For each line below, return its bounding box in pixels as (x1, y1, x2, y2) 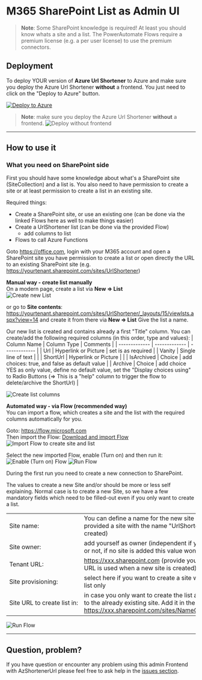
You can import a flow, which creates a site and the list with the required (6, 409, 185, 416)
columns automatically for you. (6, 415, 83, 423)
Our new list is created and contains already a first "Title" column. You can (6, 328, 191, 335)
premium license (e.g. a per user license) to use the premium (20, 37, 173, 44)
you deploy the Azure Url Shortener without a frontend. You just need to (6, 83, 185, 91)
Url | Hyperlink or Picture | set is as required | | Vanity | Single (43, 347, 195, 354)
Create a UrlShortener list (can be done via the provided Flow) (14, 223, 170, 230)
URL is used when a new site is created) (84, 564, 197, 573)
